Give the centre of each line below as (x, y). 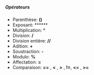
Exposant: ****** (30, 24)
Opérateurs (18, 7)
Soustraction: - (28, 51)
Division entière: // (32, 40)
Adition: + (23, 46)
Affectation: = (27, 62)
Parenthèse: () (27, 19)
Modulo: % (24, 56)
